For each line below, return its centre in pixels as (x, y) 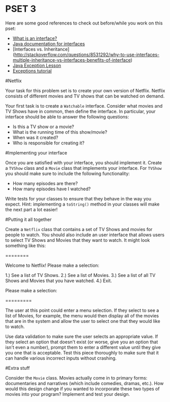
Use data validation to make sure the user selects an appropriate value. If (82, 336)
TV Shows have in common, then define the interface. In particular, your (80, 111)
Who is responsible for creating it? (48, 143)
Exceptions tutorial (32, 71)
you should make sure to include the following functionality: (68, 173)
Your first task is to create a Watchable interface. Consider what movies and (84, 106)
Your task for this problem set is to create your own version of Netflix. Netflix (85, 90)
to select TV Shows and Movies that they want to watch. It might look (78, 240)
